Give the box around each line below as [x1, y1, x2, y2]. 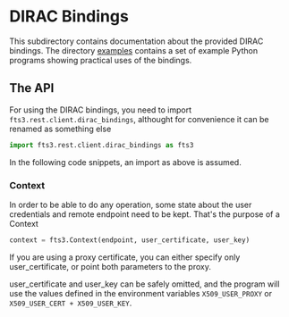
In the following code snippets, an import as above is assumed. [9, 156, 242, 167]
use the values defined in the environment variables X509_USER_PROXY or [9, 288, 273, 298]
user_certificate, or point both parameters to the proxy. [9, 261, 212, 271]
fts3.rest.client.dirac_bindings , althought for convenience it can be [9, 113, 269, 124]
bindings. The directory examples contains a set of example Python [9, 45, 258, 55]
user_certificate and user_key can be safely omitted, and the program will [9, 279, 280, 289]
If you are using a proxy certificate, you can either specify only [9, 252, 241, 263]
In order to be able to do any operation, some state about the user [9, 199, 252, 210]
